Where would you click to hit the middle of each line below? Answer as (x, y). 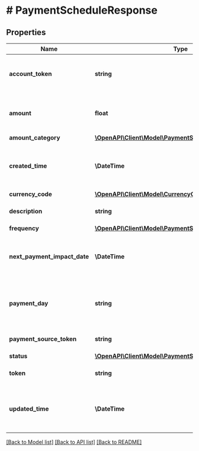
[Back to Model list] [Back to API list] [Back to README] (74, 442)
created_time (28, 166)
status (18, 356)
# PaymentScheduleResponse (82, 10)
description (26, 211)
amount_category (35, 138)
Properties (26, 32)
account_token (31, 74)
